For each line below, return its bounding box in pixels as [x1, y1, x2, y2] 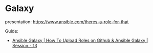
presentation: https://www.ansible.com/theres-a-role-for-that [5, 19, 129, 25]
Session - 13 [12, 42, 38, 48]
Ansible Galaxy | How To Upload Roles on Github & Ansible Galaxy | [12, 37, 148, 43]
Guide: [5, 28, 19, 34]
